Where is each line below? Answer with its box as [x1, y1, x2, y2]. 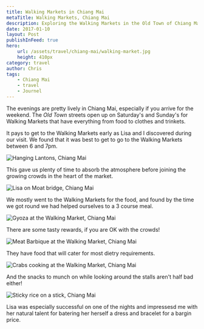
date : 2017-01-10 [6, 26, 50, 32]
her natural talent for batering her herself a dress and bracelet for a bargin [6, 310, 192, 317]
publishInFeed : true [6, 37, 59, 43]
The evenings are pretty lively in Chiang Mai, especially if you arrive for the [6, 105, 194, 112]
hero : [6, 43, 20, 49]
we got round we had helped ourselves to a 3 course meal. [6, 202, 154, 210]
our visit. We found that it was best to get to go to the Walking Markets [6, 136, 183, 143]
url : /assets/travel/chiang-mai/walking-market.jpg [17, 49, 151, 55]
